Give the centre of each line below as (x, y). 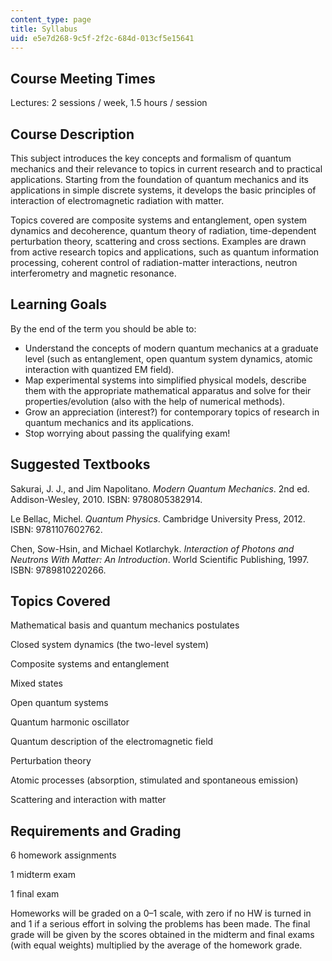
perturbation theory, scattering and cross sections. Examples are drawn (158, 241)
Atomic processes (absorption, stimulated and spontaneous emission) (154, 780)
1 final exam (35, 894)
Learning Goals (59, 304)
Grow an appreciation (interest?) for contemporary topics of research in (172, 412)
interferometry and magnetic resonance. (93, 273)
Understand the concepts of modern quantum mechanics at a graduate (171, 348)
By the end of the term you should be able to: (103, 328)
